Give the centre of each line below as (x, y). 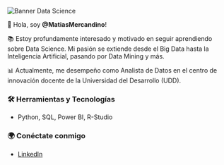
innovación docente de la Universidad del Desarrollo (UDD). (94, 80)
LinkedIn (30, 154)
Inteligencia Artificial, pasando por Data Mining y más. (86, 56)
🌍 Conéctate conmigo (47, 136)
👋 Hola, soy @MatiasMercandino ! (57, 24)
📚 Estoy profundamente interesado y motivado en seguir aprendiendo (110, 38)
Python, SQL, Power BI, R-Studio (65, 117)
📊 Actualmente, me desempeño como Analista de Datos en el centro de (112, 70)
